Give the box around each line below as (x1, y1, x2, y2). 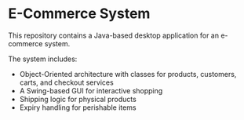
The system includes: (8, 54, 78, 64)
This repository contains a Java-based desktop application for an (8, 31, 220, 40)
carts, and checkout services (19, 78, 114, 87)
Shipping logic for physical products (19, 94, 137, 104)
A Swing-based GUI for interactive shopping (19, 85, 163, 95)
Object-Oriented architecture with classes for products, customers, (19, 69, 237, 78)
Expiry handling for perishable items (19, 103, 137, 112)
